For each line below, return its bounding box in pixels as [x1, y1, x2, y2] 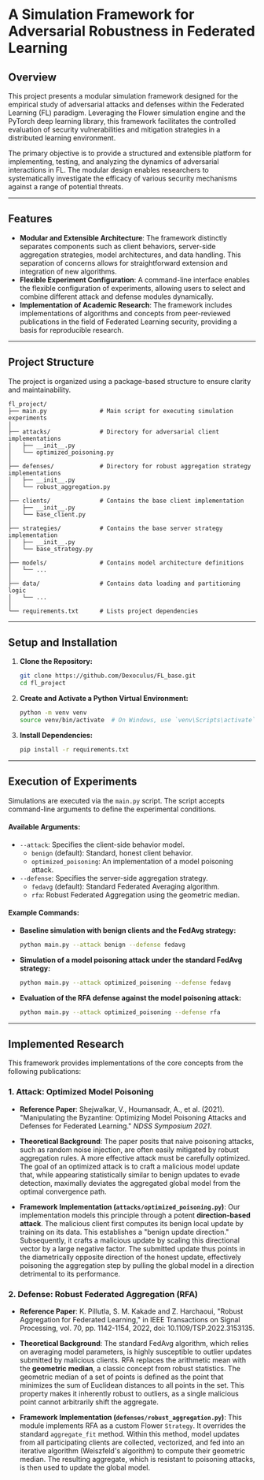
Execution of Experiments [8, 775, 137, 788]
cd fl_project [19, 680, 66, 688]
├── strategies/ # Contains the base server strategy [8, 524, 223, 532]
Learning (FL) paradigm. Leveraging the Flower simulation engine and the [8, 108, 246, 117]
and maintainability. [8, 385, 71, 394]
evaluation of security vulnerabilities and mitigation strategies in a [8, 125, 221, 134]
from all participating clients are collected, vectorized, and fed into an [19, 1437, 245, 1448]
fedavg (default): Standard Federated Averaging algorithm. [31, 882, 220, 891]
